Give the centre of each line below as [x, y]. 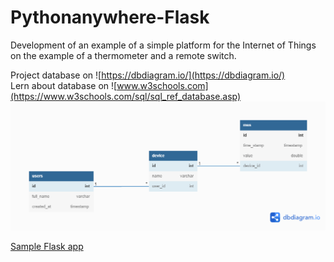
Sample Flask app [47, 246]
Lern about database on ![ [64, 85]
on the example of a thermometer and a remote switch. [123, 55]
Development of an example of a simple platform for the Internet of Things [163, 45]
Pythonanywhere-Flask [110, 17]
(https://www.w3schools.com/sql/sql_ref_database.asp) [126, 96]
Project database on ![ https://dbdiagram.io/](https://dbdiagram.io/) [148, 75]
